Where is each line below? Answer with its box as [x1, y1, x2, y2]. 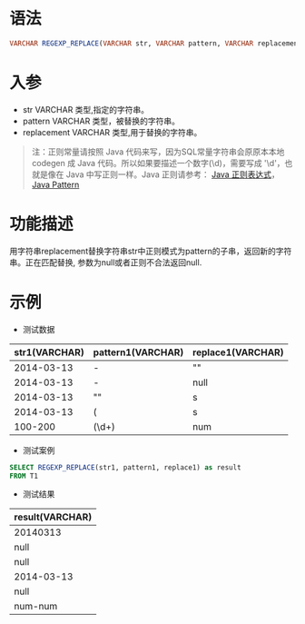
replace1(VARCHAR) [192, 346, 284, 359]
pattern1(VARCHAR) [93, 346, 184, 359]
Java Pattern [31, 179, 80, 190]
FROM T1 [9, 471, 39, 480]
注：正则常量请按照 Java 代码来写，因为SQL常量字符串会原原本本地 [31, 146, 285, 157]
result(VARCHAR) [14, 510, 93, 523]
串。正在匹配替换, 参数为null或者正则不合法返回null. [9, 256, 202, 268]
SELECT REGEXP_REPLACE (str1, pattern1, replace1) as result [9, 462, 242, 472]
